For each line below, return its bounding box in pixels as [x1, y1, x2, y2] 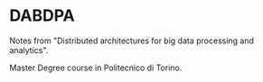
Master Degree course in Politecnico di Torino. [9, 62, 183, 73]
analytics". [9, 44, 49, 55]
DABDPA [9, 5, 75, 26]
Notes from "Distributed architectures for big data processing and [9, 35, 255, 46]
